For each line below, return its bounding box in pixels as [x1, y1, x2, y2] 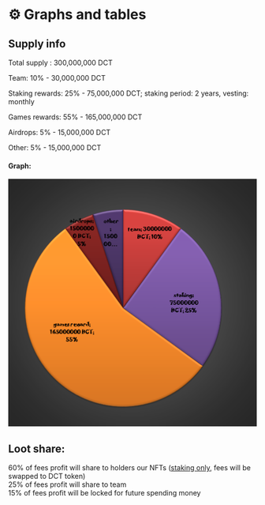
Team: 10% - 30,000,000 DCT [8, 73, 106, 82]
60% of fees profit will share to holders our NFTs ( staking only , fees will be [8, 463, 251, 473]
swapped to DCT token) [8, 472, 86, 481]
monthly [8, 97, 35, 106]
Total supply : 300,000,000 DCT [8, 58, 113, 67]
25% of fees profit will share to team [8, 480, 127, 489]
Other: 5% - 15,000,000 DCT [8, 143, 102, 152]
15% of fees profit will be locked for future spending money [8, 488, 201, 498]
